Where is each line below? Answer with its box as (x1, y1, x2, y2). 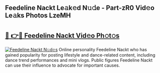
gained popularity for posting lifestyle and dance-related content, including (5, 52, 156, 58)
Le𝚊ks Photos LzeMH (5, 12, 71, 20)
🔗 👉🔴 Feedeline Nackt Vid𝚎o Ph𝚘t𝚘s (5, 31, 120, 40)
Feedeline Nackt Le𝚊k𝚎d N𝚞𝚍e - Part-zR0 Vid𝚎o (5, 4, 155, 12)
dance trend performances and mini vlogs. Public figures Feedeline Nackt (5, 58, 153, 63)
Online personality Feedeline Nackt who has (58, 47, 147, 52)
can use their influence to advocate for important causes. (5, 62, 120, 68)
